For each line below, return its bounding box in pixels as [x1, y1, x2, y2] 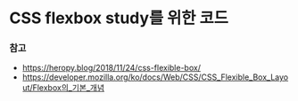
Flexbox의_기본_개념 [32, 82, 105, 93]
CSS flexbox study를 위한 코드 [9, 8, 229, 28]
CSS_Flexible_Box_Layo [201, 72, 288, 82]
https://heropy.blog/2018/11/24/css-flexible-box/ [21, 63, 201, 74]
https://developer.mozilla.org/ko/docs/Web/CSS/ [21, 72, 203, 82]
